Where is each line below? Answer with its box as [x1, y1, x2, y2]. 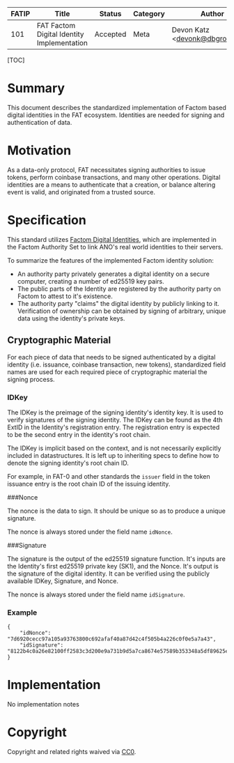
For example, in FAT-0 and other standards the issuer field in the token [7, 472, 210, 480]
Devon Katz [171, 25, 210, 34]
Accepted [94, 29, 127, 39]
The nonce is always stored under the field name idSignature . [7, 590, 186, 599]
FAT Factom [37, 21, 76, 30]
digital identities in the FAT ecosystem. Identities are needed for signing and [7, 111, 225, 119]
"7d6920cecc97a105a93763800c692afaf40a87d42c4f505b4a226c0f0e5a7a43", [7, 635, 217, 643]
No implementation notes [7, 700, 80, 709]
